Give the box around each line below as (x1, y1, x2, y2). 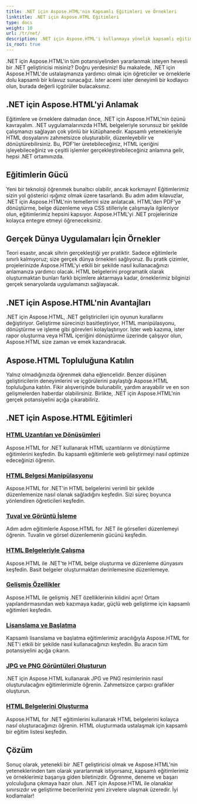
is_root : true (6, 42, 41, 48)
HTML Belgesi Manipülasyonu (6, 471, 93, 480)
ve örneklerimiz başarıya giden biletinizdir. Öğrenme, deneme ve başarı (6, 773, 178, 780)
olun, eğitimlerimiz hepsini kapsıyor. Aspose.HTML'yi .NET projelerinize (6, 210, 178, 218)
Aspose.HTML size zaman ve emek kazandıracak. (6, 338, 127, 345)
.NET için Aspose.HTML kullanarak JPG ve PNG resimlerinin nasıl (6, 675, 163, 682)
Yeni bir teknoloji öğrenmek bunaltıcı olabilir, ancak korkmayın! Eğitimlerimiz (6, 185, 189, 192)
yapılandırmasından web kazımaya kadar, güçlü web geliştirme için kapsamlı (6, 600, 191, 607)
